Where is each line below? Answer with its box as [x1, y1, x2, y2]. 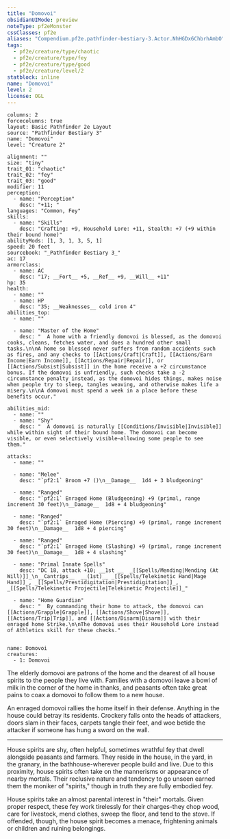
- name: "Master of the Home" [13, 327, 99, 334]
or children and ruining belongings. [7, 825, 106, 832]
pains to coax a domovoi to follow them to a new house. [7, 691, 164, 699]
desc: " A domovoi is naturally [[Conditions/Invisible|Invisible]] [19, 423, 222, 430]
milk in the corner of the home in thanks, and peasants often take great [7, 684, 207, 692]
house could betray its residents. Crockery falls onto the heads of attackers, [7, 712, 221, 719]
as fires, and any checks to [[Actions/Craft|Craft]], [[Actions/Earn [7, 351, 213, 358]
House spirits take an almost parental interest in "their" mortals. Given [7, 795, 204, 803]
